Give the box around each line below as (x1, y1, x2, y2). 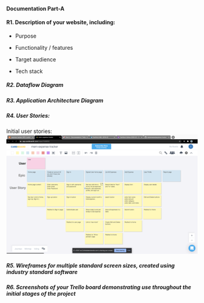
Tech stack (15, 67, 43, 75)
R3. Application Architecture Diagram (6, 97, 104, 104)
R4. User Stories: (6, 112, 50, 120)
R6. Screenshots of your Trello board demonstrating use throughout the (6, 284, 191, 291)
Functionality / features (15, 44, 73, 51)
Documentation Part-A (6, 5, 65, 12)
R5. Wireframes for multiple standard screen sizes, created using (6, 262, 175, 270)
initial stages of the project (6, 290, 76, 298)
